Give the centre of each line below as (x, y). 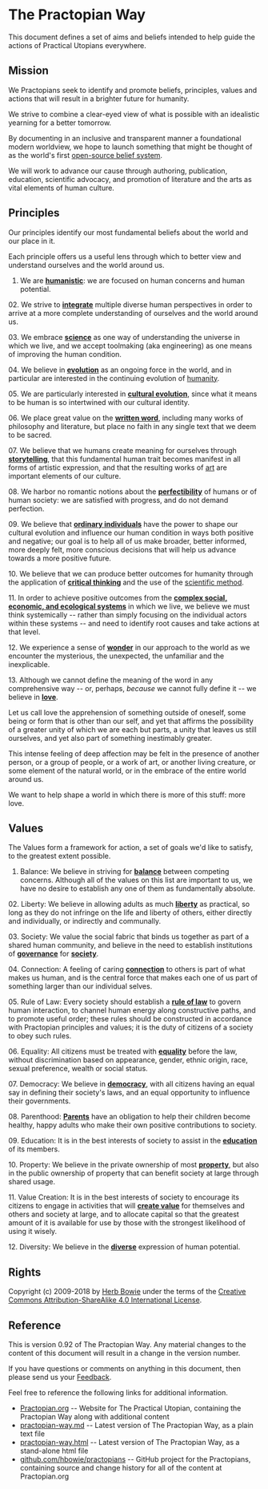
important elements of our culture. (65, 475)
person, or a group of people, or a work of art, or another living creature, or (132, 762)
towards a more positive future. (60, 558)
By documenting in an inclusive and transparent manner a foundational (125, 138)
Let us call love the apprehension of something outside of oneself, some (127, 712)
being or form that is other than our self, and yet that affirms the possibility (131, 721)
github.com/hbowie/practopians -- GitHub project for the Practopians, (135, 1459)
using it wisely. (33, 1232)
